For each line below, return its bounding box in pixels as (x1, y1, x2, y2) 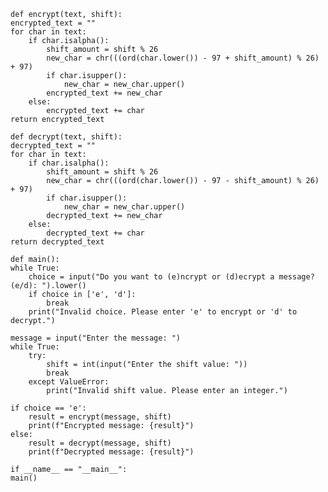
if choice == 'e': (10, 403, 87, 413)
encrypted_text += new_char (46, 88, 163, 98)
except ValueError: (28, 377, 110, 387)
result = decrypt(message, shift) (28, 438, 172, 448)
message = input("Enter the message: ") (10, 333, 182, 343)
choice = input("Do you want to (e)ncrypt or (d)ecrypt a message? (28, 272, 315, 282)
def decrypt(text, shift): (10, 132, 123, 142)
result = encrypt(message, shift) (28, 412, 172, 422)
